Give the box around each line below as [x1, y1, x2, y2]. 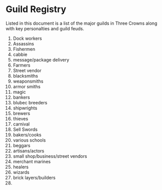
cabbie [13, 51, 28, 57]
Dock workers [13, 35, 42, 41]
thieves [13, 115, 29, 121]
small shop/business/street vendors [13, 153, 87, 159]
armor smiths [13, 83, 41, 89]
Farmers [13, 62, 31, 68]
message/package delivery [13, 56, 70, 62]
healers [13, 164, 29, 170]
